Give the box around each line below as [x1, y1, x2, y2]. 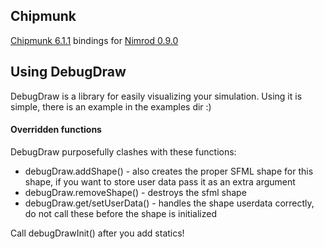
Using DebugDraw [10, 64, 127, 81]
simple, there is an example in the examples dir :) [10, 100, 212, 113]
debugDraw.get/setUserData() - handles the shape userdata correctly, [24, 197, 315, 209]
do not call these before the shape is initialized [24, 207, 217, 219]
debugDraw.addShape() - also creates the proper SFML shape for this [24, 165, 314, 177]
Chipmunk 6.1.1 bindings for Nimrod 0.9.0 [10, 34, 179, 46]
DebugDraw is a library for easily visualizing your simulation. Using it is [10, 90, 303, 102]
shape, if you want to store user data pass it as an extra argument [24, 175, 296, 188]
